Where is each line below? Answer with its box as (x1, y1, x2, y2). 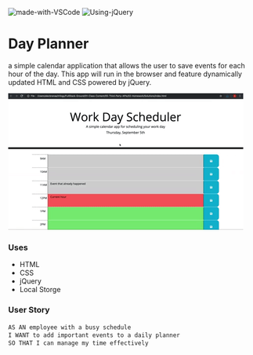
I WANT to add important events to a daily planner (8, 331, 180, 339)
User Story (8, 305, 50, 316)
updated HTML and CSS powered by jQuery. (8, 77, 152, 86)
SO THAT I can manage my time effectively (8, 339, 149, 347)
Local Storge (19, 285, 61, 295)
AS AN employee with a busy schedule (8, 323, 132, 331)
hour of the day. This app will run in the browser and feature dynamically (8, 69, 243, 79)
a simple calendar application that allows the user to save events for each (8, 60, 245, 70)
